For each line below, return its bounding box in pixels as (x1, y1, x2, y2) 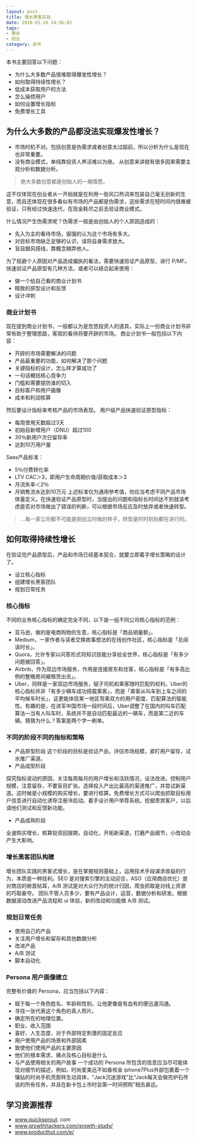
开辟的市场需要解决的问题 (14, 350, 77, 357)
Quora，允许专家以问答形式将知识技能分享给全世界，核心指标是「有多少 (14, 651, 189, 658)
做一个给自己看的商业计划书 (14, 277, 82, 284)
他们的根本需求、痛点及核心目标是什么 (14, 1052, 107, 1059)
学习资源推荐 (6, 1100, 53, 1110)
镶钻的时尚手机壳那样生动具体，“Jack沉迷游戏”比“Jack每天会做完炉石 (14, 1074, 184, 1081)
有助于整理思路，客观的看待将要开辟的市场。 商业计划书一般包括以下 (11, 330, 177, 337)
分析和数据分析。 (19, 165, 62, 173)
